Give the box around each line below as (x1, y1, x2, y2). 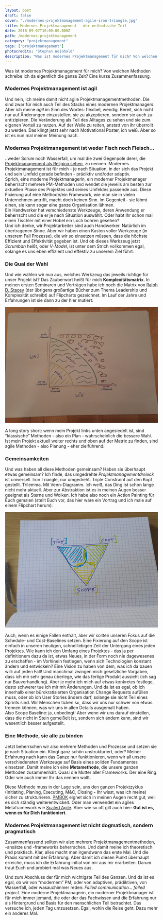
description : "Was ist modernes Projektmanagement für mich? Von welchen (5, 54, 158, 59)
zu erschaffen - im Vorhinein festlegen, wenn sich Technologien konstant (5, 659, 151, 664)
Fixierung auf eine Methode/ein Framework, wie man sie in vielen (5, 192, 135, 198)
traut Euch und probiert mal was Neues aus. (5, 865, 93, 870)
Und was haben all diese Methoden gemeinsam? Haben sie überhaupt (5, 467, 146, 472)
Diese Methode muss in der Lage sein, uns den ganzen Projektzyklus (5, 784, 143, 790)
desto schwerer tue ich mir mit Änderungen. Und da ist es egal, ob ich (5, 684, 145, 690)
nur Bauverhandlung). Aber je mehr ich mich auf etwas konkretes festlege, (5, 679, 154, 685)
